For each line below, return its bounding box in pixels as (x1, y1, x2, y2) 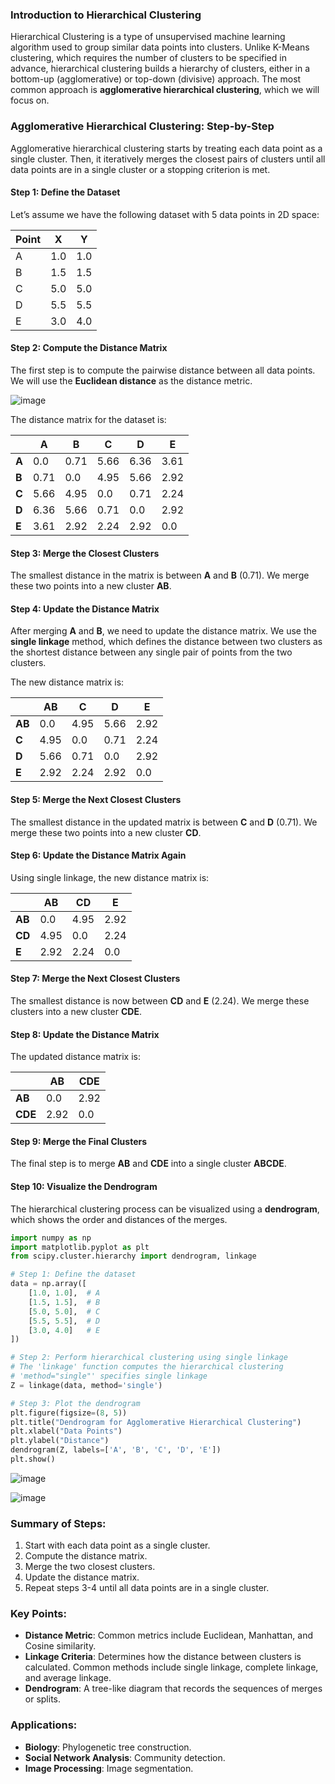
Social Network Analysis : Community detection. (24, 1751, 226, 1763)
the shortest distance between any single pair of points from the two (10, 646, 293, 658)
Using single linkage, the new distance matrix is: (10, 871, 210, 883)
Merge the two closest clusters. (24, 1561, 156, 1573)
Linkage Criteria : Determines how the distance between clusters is (24, 1651, 302, 1663)
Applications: (10, 1718, 78, 1732)
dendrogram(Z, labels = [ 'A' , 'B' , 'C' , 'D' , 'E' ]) (10, 1445, 222, 1455)
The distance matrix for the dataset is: (10, 414, 167, 425)
